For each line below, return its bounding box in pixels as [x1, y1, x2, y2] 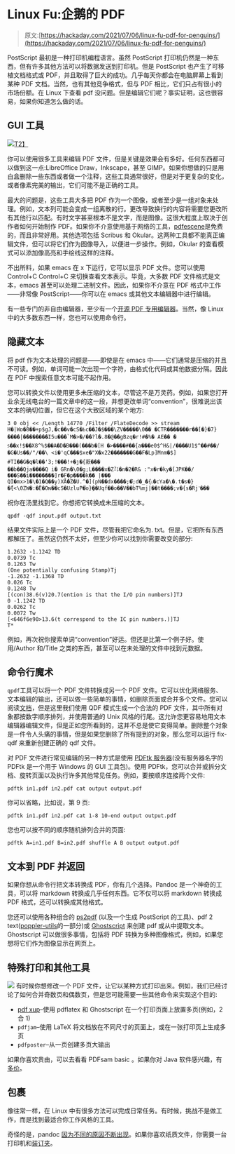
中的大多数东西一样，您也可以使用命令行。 [7, 313, 130, 321]
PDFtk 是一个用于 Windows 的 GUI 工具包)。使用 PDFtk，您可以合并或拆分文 [7, 763, 227, 771]
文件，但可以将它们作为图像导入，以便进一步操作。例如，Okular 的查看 [13, 239, 218, 248]
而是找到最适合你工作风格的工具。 [19, 1115, 117, 1123]
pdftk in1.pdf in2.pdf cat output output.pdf [7, 785, 142, 793]
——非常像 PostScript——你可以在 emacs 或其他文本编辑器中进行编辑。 [7, 289, 215, 298]
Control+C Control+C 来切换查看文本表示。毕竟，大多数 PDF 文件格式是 [7, 271, 215, 281]
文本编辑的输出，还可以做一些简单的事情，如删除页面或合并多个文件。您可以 [7, 695, 228, 704]
